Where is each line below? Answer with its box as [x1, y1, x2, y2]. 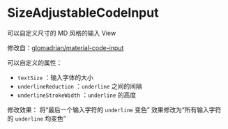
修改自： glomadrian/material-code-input [7, 43, 124, 52]
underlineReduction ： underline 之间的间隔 [17, 82, 142, 90]
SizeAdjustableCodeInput [7, 5, 159, 21]
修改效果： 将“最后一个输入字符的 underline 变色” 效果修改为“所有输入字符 [7, 105, 222, 114]
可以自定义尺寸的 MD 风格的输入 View [7, 29, 116, 37]
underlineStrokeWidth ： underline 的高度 [17, 91, 137, 99]
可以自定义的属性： [7, 58, 63, 67]
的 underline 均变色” [7, 114, 66, 123]
